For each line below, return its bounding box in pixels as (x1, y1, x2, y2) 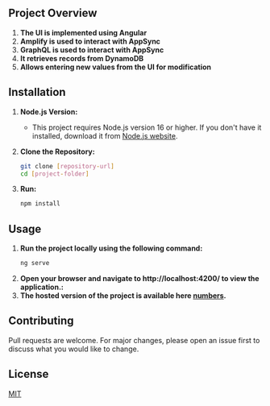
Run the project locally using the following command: (19, 243, 203, 253)
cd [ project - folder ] (19, 169, 89, 178)
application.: (19, 282, 64, 292)
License (8, 367, 49, 381)
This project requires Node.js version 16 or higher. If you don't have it (31, 122, 262, 132)
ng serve (19, 259, 50, 267)
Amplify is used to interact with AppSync (19, 36, 161, 46)
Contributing (8, 314, 74, 328)
